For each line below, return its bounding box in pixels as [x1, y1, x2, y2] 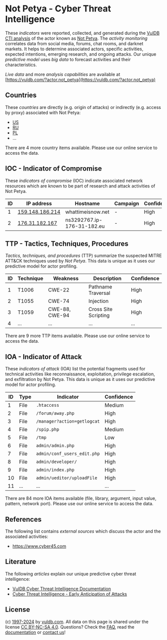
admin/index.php [36, 467, 75, 473]
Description [93, 275, 122, 282]
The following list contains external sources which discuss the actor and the [5, 528, 161, 534]
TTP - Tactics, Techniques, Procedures [5, 239, 129, 248]
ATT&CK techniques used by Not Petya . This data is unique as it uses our [5, 258, 156, 264]
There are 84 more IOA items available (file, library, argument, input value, [5, 495, 157, 501]
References [5, 515, 42, 524]
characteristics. [5, 62, 37, 68]
